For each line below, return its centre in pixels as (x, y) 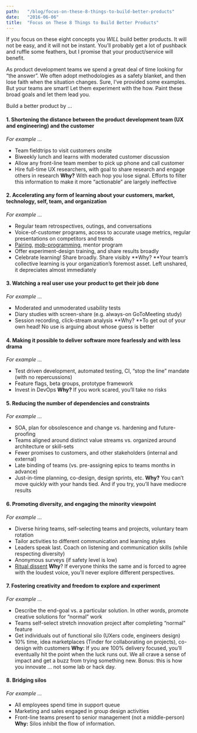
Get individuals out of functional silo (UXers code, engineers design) (97, 635)
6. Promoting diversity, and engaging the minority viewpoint (81, 504)
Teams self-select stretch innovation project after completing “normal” (100, 623)
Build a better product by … (39, 106)
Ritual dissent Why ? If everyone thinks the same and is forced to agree (100, 566)
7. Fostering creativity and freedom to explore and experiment (83, 586)
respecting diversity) (40, 553)
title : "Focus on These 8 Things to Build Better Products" (83, 22)
